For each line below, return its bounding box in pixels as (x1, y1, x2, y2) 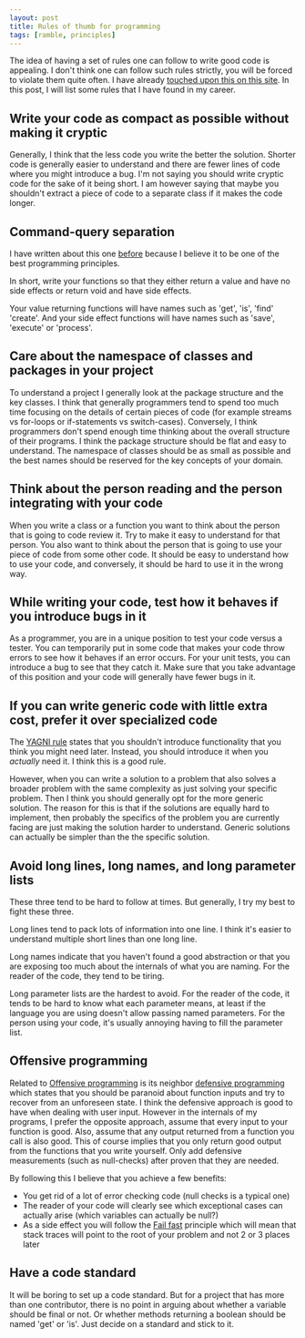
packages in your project (9, 363, 154, 378)
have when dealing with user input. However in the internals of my (9, 1106, 258, 1117)
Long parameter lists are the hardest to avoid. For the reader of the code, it (9, 988, 290, 999)
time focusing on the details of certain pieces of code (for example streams (9, 407, 292, 417)
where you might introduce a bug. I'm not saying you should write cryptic (9, 169, 284, 180)
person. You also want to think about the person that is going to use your (9, 539, 282, 550)
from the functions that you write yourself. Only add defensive (9, 1145, 243, 1156)
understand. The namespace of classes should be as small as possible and (9, 445, 291, 456)
